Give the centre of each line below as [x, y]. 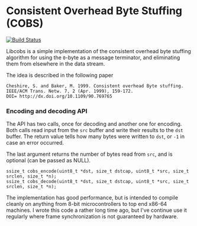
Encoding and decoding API [47, 111]
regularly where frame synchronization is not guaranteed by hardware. [92, 217]
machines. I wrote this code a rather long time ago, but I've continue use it [97, 210]
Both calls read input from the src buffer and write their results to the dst [95, 130]
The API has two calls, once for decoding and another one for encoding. [94, 124]
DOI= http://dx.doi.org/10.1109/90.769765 [59, 96]
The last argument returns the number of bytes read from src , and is [89, 154]
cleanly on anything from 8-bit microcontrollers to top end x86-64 [87, 204]
